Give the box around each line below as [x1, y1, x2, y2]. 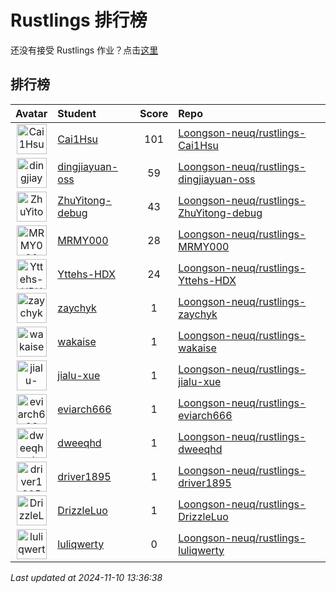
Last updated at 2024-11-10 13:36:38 [10, 571, 163, 583]
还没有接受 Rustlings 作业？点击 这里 [10, 44, 159, 56]
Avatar [15, 106, 48, 120]
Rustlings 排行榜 [10, 9, 148, 32]
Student [57, 106, 97, 120]
